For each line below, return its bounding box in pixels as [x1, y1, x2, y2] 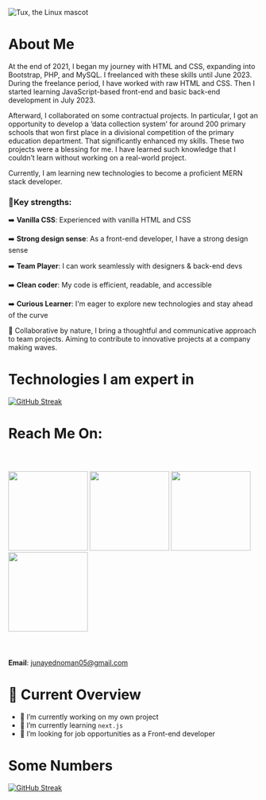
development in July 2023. [8, 95, 96, 105]
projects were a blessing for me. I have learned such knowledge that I [8, 144, 237, 154]
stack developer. [8, 176, 63, 186]
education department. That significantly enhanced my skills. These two [8, 136, 245, 145]
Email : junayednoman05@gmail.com [8, 658, 129, 667]
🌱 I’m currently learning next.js [19, 721, 123, 730]
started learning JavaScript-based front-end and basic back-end [8, 87, 221, 96]
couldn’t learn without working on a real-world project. [8, 153, 187, 162]
